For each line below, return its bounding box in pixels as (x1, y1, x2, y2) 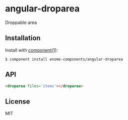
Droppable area (5, 19, 37, 25)
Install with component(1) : (5, 47, 58, 53)
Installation (5, 34, 41, 42)
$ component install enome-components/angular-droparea (5, 57, 123, 62)
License (5, 97, 30, 106)
